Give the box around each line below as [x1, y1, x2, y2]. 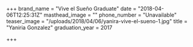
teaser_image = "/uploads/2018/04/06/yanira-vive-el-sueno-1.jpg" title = [6, 18, 188, 24]
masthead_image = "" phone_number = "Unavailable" [43, 11, 177, 18]
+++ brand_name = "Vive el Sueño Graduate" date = [6, 5, 137, 12]
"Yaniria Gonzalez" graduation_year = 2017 [6, 24, 113, 31]
